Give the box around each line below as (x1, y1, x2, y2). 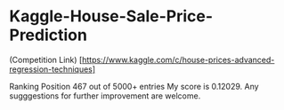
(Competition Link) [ (9, 54, 83, 65)
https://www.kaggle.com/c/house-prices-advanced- (81, 54, 275, 65)
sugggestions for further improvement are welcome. (9, 90, 201, 101)
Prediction (9, 25, 87, 45)
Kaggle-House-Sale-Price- (9, 6, 214, 27)
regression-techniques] (9, 64, 96, 75)
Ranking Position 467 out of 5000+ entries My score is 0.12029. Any (9, 81, 260, 91)
